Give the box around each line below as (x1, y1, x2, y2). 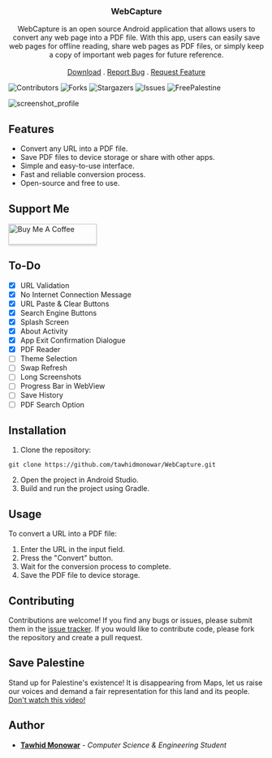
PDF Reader (19, 345, 61, 355)
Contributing (8, 594, 75, 608)
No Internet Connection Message (19, 290, 132, 299)
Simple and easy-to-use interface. (19, 161, 136, 171)
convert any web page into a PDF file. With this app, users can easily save (12, 32, 261, 42)
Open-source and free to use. (19, 179, 120, 188)
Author (8, 718, 45, 732)
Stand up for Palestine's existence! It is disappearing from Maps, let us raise (8, 678, 263, 687)
